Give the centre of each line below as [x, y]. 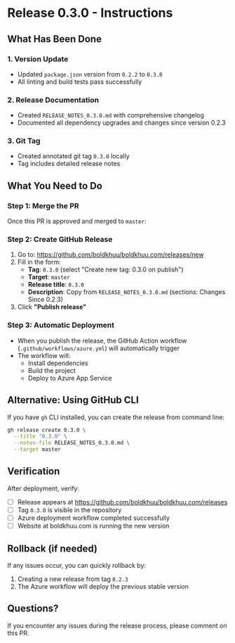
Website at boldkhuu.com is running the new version [93, 526]
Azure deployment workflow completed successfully [94, 518]
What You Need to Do [55, 185]
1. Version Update [38, 59]
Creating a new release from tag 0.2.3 [73, 579]
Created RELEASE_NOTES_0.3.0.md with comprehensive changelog [111, 115]
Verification [34, 472]
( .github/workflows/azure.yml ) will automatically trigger [99, 348]
